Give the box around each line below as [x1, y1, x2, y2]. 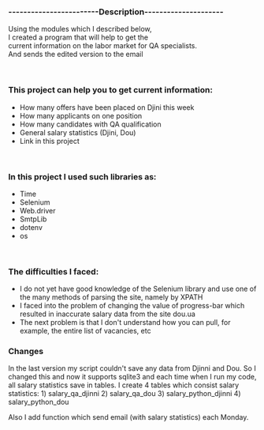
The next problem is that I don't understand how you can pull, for [19, 318, 231, 327]
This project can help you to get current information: [8, 85, 213, 96]
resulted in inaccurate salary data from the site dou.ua [19, 309, 195, 319]
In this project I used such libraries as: [8, 171, 157, 182]
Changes [8, 346, 44, 357]
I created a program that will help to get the [8, 32, 148, 42]
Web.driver [19, 206, 57, 215]
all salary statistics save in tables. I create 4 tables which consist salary [8, 380, 240, 390]
